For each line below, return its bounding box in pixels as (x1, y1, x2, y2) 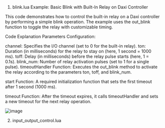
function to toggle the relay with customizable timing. (5, 24, 113, 30)
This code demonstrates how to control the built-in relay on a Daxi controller (5, 14, 160, 19)
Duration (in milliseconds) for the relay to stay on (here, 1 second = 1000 (5, 49, 152, 54)
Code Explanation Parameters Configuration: (5, 34, 96, 39)
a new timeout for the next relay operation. (5, 99, 92, 104)
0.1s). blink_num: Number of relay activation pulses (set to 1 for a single (5, 59, 149, 64)
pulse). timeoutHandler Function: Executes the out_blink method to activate (5, 64, 158, 70)
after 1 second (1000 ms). (5, 84, 57, 90)
